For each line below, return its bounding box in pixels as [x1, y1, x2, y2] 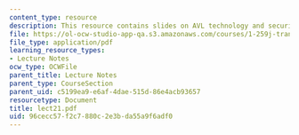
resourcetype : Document [9, 95, 98, 105]
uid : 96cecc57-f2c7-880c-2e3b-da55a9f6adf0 [9, 112, 174, 121]
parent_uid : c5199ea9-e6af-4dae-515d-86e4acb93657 [9, 87, 201, 96]
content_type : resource [9, 12, 98, 22]
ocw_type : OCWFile [9, 63, 77, 72]
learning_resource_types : [9, 46, 105, 55]
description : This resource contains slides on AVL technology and [9, 21, 265, 30]
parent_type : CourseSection [9, 79, 114, 88]
